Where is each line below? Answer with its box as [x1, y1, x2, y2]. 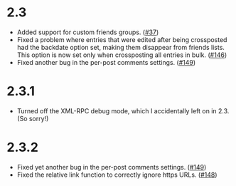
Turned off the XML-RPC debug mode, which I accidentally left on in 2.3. [16, 106, 230, 115]
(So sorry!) [16, 114, 49, 123]
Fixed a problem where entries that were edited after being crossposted [16, 35, 227, 43]
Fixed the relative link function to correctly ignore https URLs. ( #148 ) [16, 170, 218, 179]
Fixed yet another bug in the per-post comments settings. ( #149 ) [16, 162, 207, 171]
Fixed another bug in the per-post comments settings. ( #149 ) [16, 58, 196, 66]
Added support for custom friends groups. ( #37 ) [16, 28, 159, 36]
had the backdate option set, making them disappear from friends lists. [16, 43, 225, 51]
